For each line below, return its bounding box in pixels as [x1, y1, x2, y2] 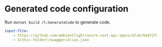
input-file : [4, 28, 29, 33]
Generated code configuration [4, 3, 129, 14]
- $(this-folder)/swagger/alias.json [13, 37, 89, 42]
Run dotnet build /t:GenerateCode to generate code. [4, 19, 111, 25]
